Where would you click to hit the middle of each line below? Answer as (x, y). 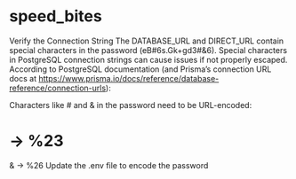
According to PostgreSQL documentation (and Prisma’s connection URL (140, 69)
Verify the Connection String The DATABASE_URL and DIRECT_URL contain (147, 41)
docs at (23, 78)
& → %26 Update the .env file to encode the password (109, 165)
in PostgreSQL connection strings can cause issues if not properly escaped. (148, 59)
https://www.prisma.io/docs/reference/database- (129, 78)
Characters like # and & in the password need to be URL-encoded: (131, 105)
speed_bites (56, 16)
